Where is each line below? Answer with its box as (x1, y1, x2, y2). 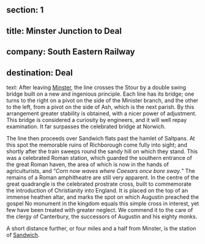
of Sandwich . (6, 231, 40, 238)
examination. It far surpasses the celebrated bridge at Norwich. (6, 123, 166, 130)
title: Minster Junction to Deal (6, 26, 122, 36)
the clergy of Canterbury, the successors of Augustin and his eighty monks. (6, 213, 198, 220)
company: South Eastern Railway (6, 47, 135, 57)
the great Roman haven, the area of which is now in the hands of (6, 161, 170, 168)
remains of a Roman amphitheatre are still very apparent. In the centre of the (6, 173, 199, 181)
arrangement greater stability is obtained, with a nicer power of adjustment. (6, 110, 197, 117)
